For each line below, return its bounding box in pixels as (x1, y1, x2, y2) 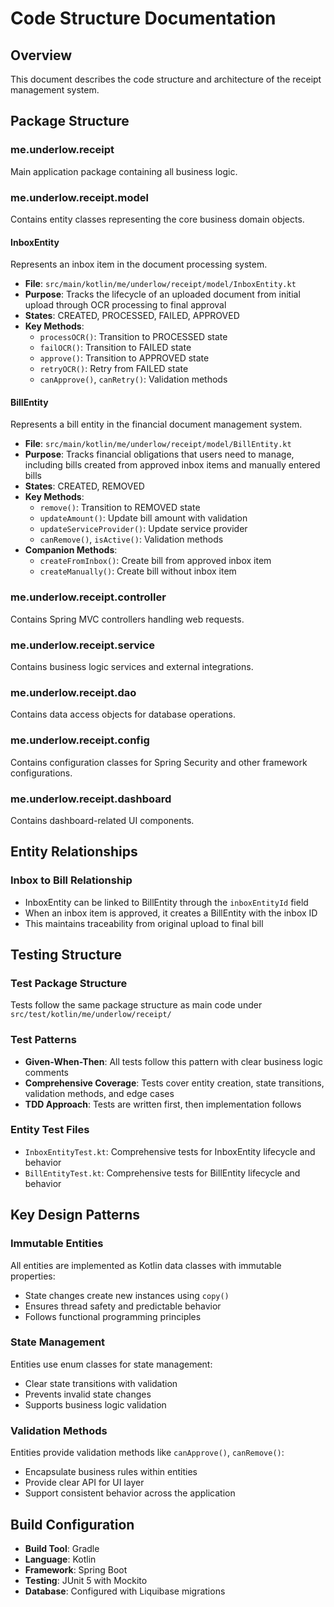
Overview (10, 47, 73, 64)
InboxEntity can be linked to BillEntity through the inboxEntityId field (24, 896, 309, 908)
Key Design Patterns (10, 1207, 140, 1224)
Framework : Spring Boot (24, 1563, 128, 1576)
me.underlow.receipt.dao (10, 685, 137, 699)
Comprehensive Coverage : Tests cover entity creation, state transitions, (24, 1077, 325, 1089)
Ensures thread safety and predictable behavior (24, 1300, 222, 1312)
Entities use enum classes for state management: (10, 1358, 213, 1370)
